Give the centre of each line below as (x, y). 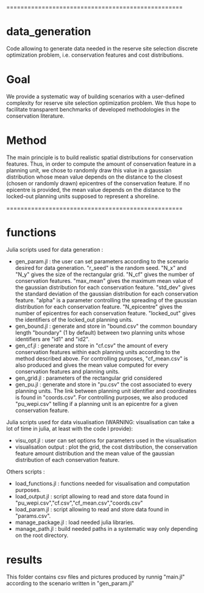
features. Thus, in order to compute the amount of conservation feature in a (101, 164)
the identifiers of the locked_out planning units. (74, 319)
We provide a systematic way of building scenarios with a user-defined (95, 96)
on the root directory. (42, 535)
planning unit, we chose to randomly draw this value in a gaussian (89, 170)
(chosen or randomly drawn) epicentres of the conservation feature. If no (98, 183)
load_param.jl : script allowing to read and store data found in (92, 509)
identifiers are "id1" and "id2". (52, 339)
